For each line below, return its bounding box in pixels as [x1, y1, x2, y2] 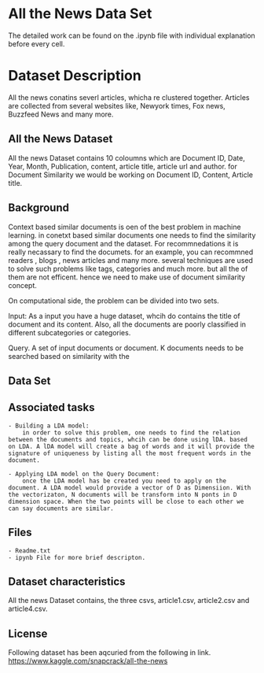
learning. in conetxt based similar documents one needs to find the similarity [8, 230, 256, 240]
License [8, 627, 48, 640]
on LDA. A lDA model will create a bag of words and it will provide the [8, 442, 255, 450]
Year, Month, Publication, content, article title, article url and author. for [8, 161, 237, 171]
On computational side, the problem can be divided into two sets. [8, 296, 220, 305]
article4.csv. [8, 604, 49, 614]
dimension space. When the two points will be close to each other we [8, 497, 244, 505]
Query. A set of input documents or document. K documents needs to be [8, 343, 244, 353]
